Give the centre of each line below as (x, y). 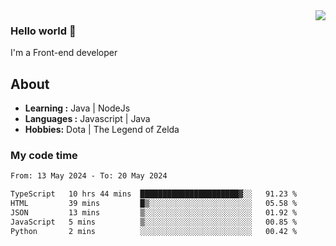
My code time (44, 156)
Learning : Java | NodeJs (77, 108)
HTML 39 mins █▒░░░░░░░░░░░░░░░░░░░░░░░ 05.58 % (154, 204)
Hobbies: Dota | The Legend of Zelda (102, 130)
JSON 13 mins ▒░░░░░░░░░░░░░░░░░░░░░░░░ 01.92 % (154, 213)
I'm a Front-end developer (64, 53)
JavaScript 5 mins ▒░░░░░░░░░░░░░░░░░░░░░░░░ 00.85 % (154, 222)
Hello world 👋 (43, 31)
